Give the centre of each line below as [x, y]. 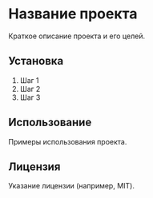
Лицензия [34, 166]
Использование [50, 123]
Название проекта [73, 14]
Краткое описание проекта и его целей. [77, 36]
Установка [36, 61]
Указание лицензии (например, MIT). [71, 186]
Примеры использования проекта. [68, 141]
